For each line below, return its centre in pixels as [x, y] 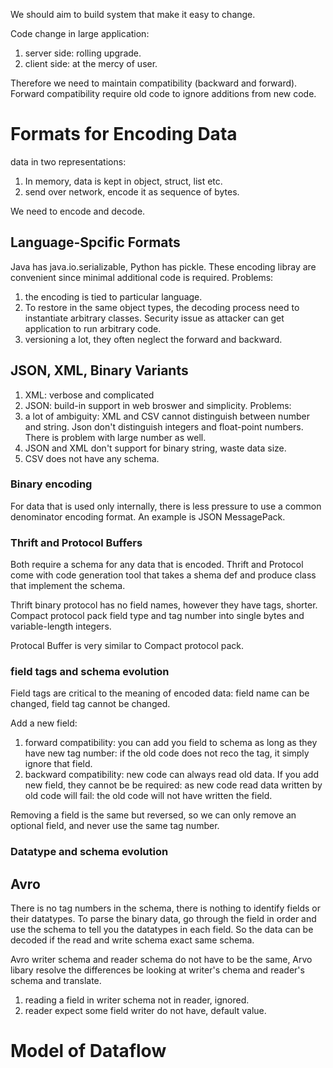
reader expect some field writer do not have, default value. [145, 1011]
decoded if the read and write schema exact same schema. [132, 940]
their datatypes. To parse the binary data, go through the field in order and [163, 919]
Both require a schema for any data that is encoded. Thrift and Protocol [157, 565]
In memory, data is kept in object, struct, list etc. [123, 181]
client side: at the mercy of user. [91, 63]
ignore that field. [58, 764]
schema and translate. [56, 981]
